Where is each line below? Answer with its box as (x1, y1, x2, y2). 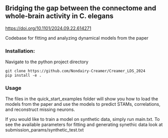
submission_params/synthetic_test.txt (5, 127, 84, 133)
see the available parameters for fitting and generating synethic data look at (5, 121, 163, 127)
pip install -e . (5, 73, 42, 78)
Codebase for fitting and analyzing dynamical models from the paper (5, 35, 149, 41)
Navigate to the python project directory (5, 59, 89, 65)
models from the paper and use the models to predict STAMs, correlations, (5, 101, 160, 107)
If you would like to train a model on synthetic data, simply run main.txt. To (5, 116, 160, 122)
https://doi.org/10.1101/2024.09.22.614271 (5, 25, 92, 31)
